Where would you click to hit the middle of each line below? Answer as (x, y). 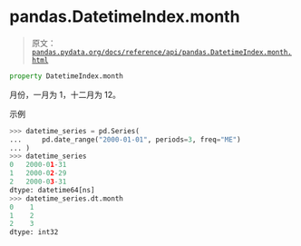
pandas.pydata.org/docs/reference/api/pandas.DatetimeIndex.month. (161, 52)
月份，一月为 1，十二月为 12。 (65, 94)
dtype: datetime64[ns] (52, 190)
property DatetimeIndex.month (67, 76)
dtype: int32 (34, 232)
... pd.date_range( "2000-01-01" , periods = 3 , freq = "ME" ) (126, 139)
